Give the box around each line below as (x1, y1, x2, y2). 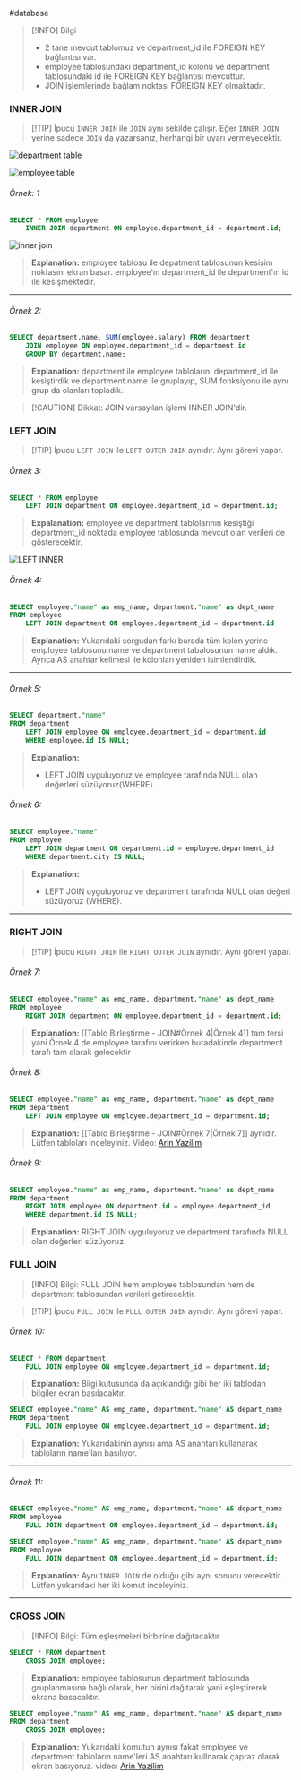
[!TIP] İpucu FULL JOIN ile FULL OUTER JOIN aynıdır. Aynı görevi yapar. (30, 1305, 284, 1316)
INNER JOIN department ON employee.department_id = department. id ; (25, 224, 282, 233)
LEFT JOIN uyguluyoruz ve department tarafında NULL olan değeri (44, 886, 291, 897)
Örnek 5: (9, 683, 42, 693)
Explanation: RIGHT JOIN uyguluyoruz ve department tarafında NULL (30, 1226, 288, 1237)
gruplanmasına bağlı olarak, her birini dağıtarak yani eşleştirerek (30, 1681, 268, 1692)
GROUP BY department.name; (25, 349, 126, 359)
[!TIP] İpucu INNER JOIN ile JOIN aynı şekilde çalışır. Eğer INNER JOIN (30, 123, 279, 133)
